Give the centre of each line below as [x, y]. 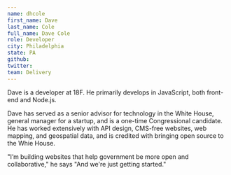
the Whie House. [31, 143]
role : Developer [31, 40]
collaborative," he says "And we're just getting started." [87, 164]
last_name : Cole [31, 27]
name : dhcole [26, 14]
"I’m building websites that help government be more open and [98, 156]
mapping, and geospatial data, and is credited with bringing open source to [115, 135]
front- [215, 92]
